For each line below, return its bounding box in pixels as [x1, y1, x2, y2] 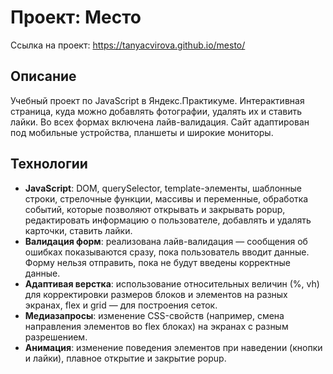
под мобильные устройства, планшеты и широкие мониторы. [10, 126, 274, 138]
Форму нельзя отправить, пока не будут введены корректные [24, 256, 292, 268]
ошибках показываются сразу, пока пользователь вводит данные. [24, 246, 310, 258]
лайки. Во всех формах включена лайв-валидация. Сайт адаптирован [10, 116, 310, 128]
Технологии [10, 156, 88, 173]
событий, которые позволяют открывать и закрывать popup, [24, 203, 286, 215]
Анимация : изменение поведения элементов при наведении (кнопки [24, 341, 323, 353]
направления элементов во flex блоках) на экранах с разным [24, 320, 289, 332]
